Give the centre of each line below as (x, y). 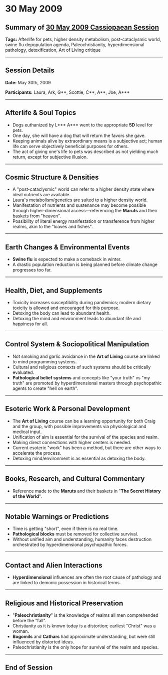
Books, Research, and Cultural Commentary (75, 479)
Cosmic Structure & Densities (52, 177)
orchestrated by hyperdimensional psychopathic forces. (70, 545)
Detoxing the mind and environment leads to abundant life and (76, 319)
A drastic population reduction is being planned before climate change (85, 264)
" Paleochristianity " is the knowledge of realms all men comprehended (85, 615)
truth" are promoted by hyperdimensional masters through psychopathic (87, 383)
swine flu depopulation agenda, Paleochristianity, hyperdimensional (75, 45)
